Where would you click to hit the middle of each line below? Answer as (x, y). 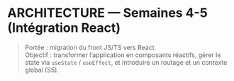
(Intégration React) (64, 28)
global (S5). (41, 70)
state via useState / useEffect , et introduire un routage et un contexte (126, 62)
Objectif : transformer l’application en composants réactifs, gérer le (123, 55)
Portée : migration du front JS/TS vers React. (90, 47)
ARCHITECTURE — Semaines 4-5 (107, 13)
